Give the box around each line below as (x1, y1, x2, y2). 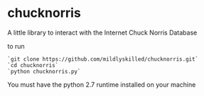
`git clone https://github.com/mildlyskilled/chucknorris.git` (7, 55, 199, 63)
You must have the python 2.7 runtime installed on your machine (7, 80, 196, 89)
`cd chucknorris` (7, 61, 59, 68)
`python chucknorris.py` (7, 68, 81, 75)
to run (7, 42, 25, 50)
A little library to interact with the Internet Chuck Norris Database (7, 28, 198, 37)
